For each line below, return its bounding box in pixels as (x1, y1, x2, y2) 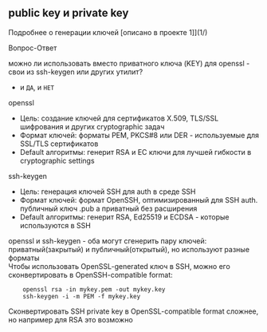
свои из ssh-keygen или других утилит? (8, 67, 143, 77)
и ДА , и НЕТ (19, 82, 55, 92)
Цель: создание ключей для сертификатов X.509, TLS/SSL (19, 113, 219, 123)
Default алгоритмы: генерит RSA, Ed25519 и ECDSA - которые (19, 211, 230, 222)
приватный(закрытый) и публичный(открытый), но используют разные (8, 244, 249, 254)
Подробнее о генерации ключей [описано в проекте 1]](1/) (8, 27, 208, 37)
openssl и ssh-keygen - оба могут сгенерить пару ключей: (8, 235, 207, 246)
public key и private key (8, 6, 129, 20)
